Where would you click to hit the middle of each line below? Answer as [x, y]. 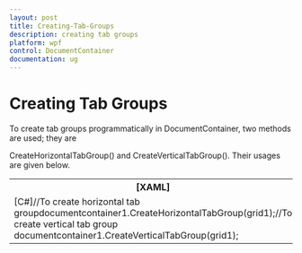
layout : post [34, 17]
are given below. [40, 165]
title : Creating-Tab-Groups [62, 26]
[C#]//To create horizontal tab [77, 201]
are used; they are [43, 138]
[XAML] [153, 187]
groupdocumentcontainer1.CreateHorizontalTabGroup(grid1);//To [153, 213]
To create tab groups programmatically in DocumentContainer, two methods [151, 128]
